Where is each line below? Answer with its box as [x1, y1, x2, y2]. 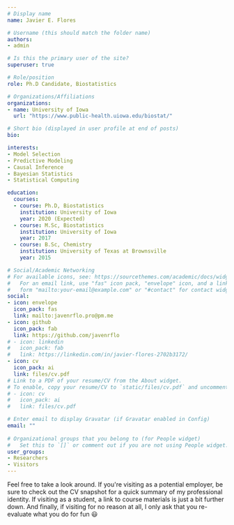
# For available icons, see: [7, 273, 92, 280]
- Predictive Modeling [7, 157, 73, 164]
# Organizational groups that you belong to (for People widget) [7, 435, 201, 442]
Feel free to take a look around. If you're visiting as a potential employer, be [7, 480, 224, 489]
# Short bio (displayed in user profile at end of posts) [7, 125, 179, 133]
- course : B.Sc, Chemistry [13, 242, 92, 249]
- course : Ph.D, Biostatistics [13, 202, 104, 209]
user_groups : [7, 448, 45, 455]
